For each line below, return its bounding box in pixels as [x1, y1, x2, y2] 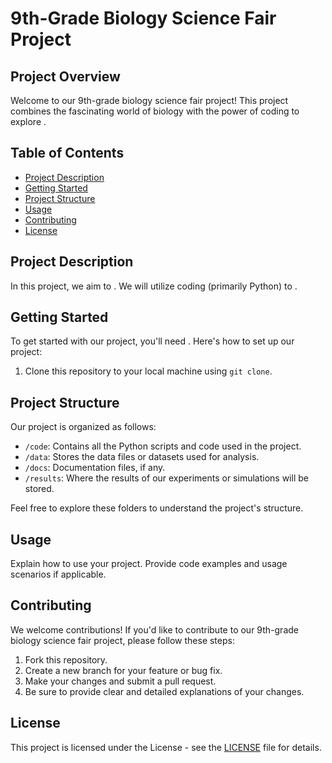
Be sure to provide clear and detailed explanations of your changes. [24, 685, 305, 697]
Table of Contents [10, 145, 125, 162]
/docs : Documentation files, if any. [24, 462, 166, 474]
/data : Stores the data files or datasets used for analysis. [24, 451, 260, 463]
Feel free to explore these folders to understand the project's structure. [10, 502, 304, 514]
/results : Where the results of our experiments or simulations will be [24, 472, 309, 484]
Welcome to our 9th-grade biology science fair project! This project [10, 95, 289, 106]
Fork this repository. [24, 653, 108, 666]
